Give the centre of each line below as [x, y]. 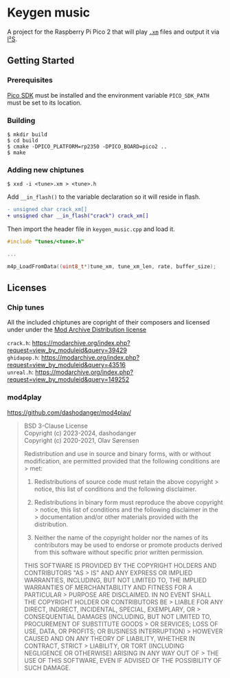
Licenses [27, 288]
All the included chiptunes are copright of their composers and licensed [108, 322]
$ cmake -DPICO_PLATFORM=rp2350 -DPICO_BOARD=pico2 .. [87, 146]
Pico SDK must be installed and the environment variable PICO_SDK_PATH [108, 95]
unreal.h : [21, 372]
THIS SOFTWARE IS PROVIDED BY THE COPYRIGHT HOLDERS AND [120, 565]
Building [21, 120]
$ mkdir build [27, 134]
